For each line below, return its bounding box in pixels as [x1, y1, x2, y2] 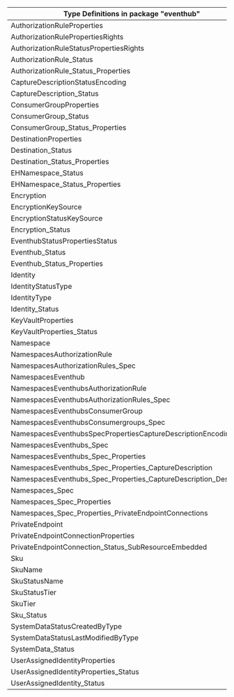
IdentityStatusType [10, 282, 72, 291]
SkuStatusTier [10, 587, 57, 597]
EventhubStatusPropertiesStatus [10, 237, 118, 246]
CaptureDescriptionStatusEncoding [10, 77, 127, 87]
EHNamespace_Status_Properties [10, 179, 121, 189]
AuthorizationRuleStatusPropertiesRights [10, 43, 145, 53]
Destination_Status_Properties [10, 157, 109, 166]
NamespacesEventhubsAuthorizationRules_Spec [10, 395, 171, 404]
